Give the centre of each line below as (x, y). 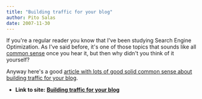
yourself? (18, 60)
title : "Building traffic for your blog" (60, 12)
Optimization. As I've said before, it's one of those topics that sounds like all (101, 47)
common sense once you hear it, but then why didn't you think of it (90, 53)
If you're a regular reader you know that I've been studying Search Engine (99, 41)
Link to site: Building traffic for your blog (67, 90)
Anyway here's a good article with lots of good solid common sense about (99, 72)
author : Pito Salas (31, 18)
